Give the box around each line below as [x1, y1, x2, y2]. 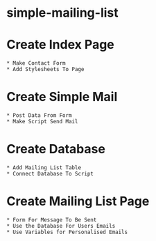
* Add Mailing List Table [6, 164, 81, 171]
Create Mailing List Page [6, 194, 150, 210]
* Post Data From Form [6, 112, 72, 119]
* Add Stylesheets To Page [6, 66, 85, 73]
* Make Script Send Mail [6, 118, 78, 125]
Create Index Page [6, 37, 115, 53]
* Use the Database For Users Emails [6, 222, 116, 229]
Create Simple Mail [6, 89, 118, 105]
